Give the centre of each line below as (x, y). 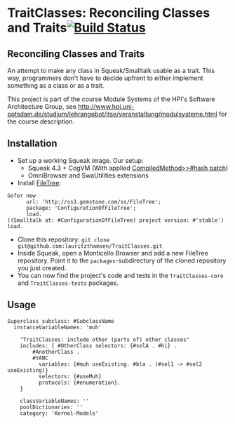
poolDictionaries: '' (51, 407)
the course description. (41, 121)
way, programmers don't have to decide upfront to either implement (105, 78)
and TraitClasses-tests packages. (68, 283)
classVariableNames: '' (55, 401)
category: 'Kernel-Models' (59, 413)
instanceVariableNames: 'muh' (58, 327)
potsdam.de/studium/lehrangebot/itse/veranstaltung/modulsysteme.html (112, 114)
